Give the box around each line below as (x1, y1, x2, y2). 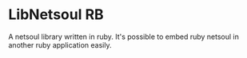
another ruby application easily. (8, 40, 112, 49)
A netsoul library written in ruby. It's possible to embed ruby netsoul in (8, 32, 240, 41)
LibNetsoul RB (8, 6, 104, 24)
